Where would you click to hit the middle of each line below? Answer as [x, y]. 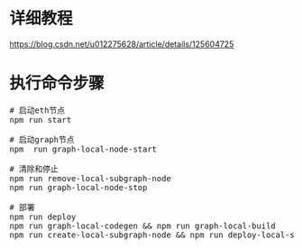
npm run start [41, 120]
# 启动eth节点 [37, 110]
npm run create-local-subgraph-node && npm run [116, 235]
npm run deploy [43, 217]
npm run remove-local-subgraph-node [90, 178]
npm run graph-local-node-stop [78, 187]
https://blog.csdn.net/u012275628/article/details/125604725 [122, 44]
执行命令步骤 [57, 83]
